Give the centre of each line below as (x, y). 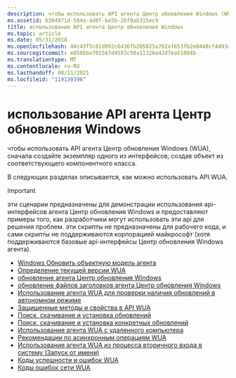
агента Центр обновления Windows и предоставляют (128, 212)
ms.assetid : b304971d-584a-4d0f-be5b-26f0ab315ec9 (83, 20)
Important (21, 191)
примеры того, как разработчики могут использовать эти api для (106, 220)
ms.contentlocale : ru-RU (44, 66)
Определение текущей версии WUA (72, 270)
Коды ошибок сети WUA (54, 367)
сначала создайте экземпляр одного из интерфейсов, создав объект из (115, 156)
